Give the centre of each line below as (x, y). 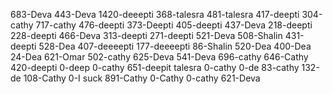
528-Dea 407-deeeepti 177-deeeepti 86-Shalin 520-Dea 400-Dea (175, 46)
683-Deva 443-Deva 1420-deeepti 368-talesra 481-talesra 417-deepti (155, 14)
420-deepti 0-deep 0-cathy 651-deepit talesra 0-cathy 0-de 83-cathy (155, 67)
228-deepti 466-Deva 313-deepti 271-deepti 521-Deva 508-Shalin (146, 35)
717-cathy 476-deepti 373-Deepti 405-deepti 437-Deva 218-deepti (174, 25)
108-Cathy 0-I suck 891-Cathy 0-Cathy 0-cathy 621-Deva (142, 78)
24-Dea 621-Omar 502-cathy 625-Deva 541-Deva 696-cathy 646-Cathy (159, 57)
